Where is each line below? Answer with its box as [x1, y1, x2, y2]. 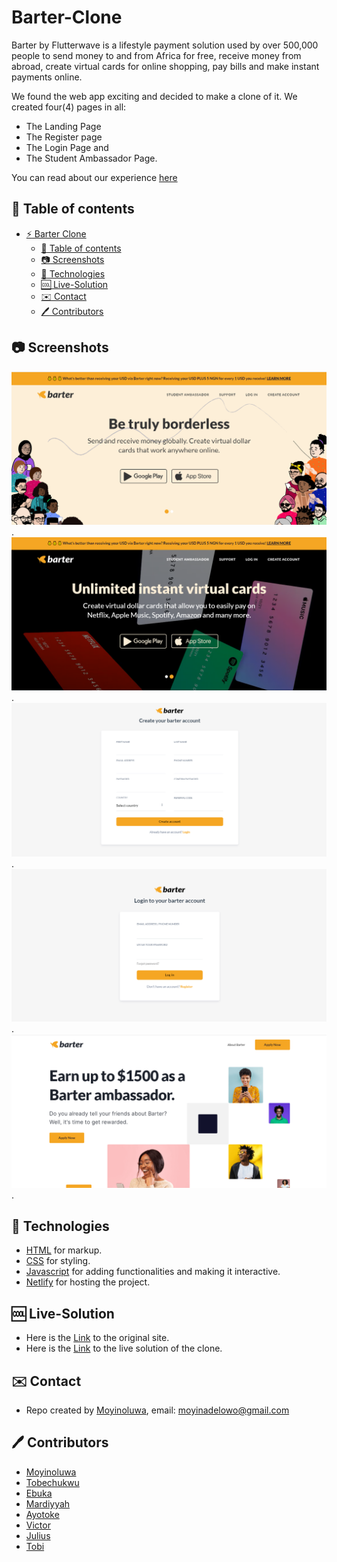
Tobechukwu [25, 1476, 80, 1488]
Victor [25, 1519, 51, 1531]
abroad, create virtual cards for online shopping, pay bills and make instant [11, 60, 320, 72]
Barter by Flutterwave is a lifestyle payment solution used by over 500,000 [11, 39, 319, 51]
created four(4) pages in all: [11, 101, 127, 113]
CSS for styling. [25, 1255, 91, 1267]
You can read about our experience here [11, 171, 178, 183]
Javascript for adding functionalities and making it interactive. [25, 1266, 281, 1278]
